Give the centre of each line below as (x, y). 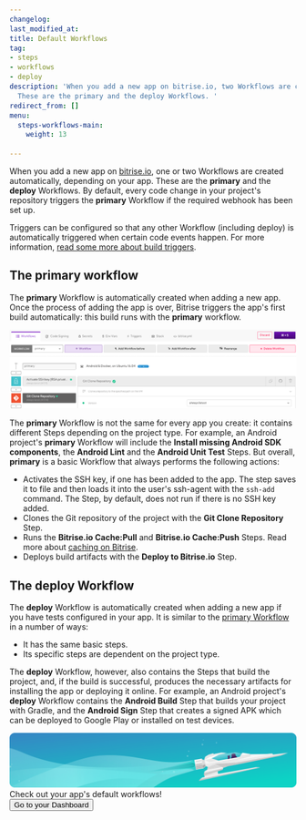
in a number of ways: (49, 626)
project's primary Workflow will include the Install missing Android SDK (146, 443)
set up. (22, 210)
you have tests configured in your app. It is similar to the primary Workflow (149, 617)
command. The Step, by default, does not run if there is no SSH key (149, 499)
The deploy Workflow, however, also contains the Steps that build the (140, 671)
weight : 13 (46, 135)
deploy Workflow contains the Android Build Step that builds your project (148, 701)
